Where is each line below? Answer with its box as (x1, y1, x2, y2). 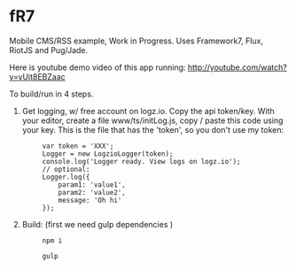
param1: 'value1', (58, 180, 126, 189)
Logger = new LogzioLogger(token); (42, 149, 174, 158)
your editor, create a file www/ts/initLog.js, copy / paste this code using (21, 115, 284, 126)
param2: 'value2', (58, 188, 126, 196)
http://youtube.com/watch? (187, 62, 288, 73)
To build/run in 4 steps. (9, 88, 94, 99)
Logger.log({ (42, 173, 90, 181)
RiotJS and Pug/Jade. (9, 44, 89, 55)
